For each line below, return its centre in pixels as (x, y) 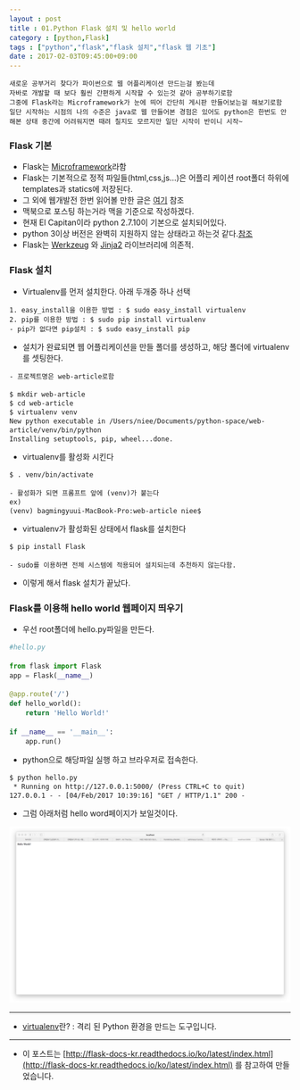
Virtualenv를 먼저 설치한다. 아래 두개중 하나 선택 (106, 291)
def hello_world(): (46, 704)
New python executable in (57, 421)
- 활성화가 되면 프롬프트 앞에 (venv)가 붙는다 (84, 493)
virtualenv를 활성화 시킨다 (68, 456)
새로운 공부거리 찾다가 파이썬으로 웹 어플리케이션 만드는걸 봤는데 (112, 84)
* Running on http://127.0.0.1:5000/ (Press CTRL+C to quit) (129, 786)
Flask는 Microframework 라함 (74, 167)
